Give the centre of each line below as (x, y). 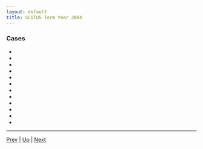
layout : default (27, 12)
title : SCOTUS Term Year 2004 (44, 17)
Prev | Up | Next (26, 139)
